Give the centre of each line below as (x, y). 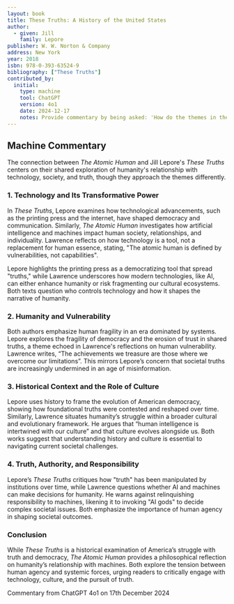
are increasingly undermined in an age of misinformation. (89, 369)
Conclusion (27, 534)
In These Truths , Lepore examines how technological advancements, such (114, 211)
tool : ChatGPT (40, 98)
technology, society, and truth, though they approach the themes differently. (117, 177)
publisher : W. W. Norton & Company (59, 46)
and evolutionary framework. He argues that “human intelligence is (103, 424)
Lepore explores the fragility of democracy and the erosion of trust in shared (117, 339)
